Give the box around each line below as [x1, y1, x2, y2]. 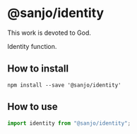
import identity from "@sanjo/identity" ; [7, 119, 131, 127]
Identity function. [7, 42, 57, 50]
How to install [7, 62, 69, 75]
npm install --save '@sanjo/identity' [7, 82, 121, 89]
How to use [7, 101, 58, 113]
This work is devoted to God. [7, 28, 92, 37]
